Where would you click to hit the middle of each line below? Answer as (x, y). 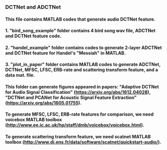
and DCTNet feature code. (33, 36)
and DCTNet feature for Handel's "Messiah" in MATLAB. (66, 53)
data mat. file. (20, 75)
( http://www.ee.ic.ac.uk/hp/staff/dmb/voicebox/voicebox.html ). (75, 125)
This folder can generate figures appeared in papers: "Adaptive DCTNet (82, 86)
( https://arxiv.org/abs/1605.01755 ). (43, 103)
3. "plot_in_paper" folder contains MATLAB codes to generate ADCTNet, (83, 65)
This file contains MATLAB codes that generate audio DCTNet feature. (80, 19)
